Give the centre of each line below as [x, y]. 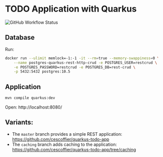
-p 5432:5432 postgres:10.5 [42, 72]
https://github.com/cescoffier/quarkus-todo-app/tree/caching [74, 149]
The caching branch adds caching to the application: [65, 144]
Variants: [19, 122]
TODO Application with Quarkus [71, 9]
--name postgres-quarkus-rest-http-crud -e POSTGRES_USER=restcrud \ [86, 63]
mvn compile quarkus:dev [30, 98]
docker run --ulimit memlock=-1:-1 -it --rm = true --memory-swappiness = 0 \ [82, 58]
